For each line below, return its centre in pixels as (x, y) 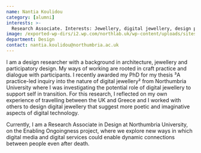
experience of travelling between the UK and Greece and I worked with (94, 100)
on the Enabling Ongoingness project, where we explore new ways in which (99, 131)
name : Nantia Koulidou (34, 12)
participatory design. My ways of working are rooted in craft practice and (97, 68)
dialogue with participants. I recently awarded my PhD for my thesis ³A (93, 75)
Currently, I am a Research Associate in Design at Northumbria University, (97, 124)
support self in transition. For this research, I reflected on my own (87, 94)
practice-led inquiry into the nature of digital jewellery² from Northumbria (96, 81)
